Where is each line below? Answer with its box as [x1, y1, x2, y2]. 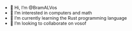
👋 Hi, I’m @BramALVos [10, 5, 57, 10]
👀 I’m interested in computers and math [10, 10, 93, 16]
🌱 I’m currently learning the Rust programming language [10, 15, 127, 21]
